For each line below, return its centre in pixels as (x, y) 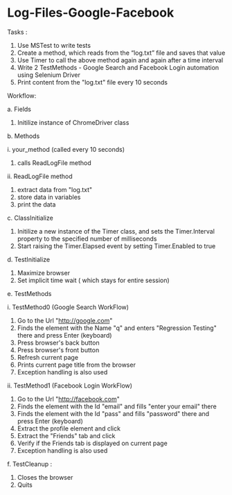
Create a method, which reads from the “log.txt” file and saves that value (121, 53)
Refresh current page (47, 357)
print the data (36, 204)
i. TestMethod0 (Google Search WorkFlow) (68, 307)
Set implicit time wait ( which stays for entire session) (93, 280)
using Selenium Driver (49, 75)
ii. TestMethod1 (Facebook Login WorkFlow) (70, 385)
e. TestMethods (29, 293)
